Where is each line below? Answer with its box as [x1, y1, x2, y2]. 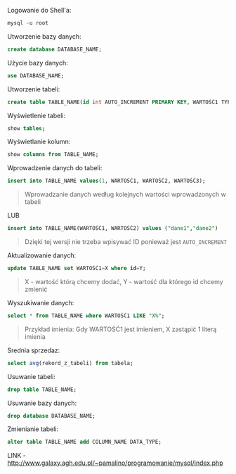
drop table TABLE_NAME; [7, 386, 77, 393]
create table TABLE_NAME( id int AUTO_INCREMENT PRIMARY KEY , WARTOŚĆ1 [7, 98, 218, 105]
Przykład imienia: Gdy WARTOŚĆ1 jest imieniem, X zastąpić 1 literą [24, 325, 217, 333]
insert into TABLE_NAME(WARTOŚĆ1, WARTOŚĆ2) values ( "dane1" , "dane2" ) [7, 225, 218, 232]
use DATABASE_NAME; [7, 72, 65, 79]
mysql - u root [7, 20, 49, 27]
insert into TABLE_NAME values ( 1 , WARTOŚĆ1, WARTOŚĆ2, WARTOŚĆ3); [7, 177, 206, 185]
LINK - [7, 451, 27, 460]
